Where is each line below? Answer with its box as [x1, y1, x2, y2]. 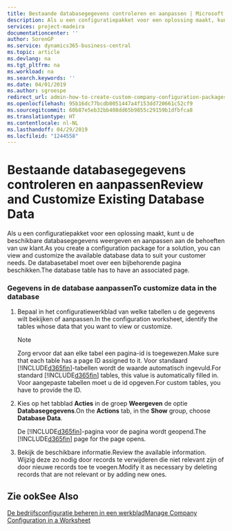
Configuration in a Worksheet [7, 516, 91, 525]
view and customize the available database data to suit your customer [7, 251, 206, 260]
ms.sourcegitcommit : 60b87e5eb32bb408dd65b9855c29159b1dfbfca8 [7, 107, 193, 114]
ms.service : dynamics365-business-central [7, 42, 131, 49]
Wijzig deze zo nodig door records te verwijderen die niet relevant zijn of [17, 456, 224, 464]
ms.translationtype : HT [7, 113, 76, 120]
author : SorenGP [7, 36, 54, 43]
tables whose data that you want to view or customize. [17, 323, 173, 331]
